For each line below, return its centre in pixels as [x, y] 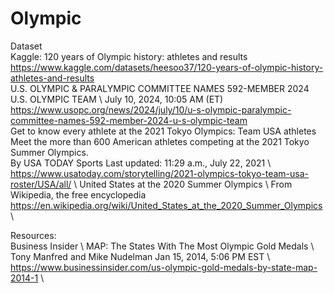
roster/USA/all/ [41, 184]
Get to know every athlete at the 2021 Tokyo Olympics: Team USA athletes [163, 131]
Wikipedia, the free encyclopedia [78, 194]
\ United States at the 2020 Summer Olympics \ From [183, 184]
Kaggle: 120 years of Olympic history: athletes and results [129, 56]
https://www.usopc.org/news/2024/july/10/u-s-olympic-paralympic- [151, 109]
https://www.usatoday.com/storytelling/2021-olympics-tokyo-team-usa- [159, 173]
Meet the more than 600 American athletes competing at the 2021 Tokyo [160, 141]
